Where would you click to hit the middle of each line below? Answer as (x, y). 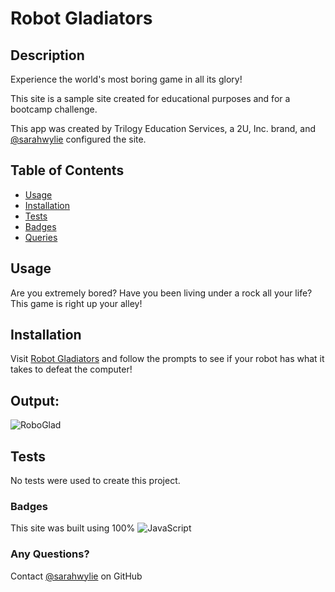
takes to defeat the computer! (71, 369)
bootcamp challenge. (54, 109)
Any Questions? (50, 554)
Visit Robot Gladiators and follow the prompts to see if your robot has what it (167, 359)
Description (47, 55)
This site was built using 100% (73, 528)
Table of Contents (67, 170)
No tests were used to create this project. (95, 481)
